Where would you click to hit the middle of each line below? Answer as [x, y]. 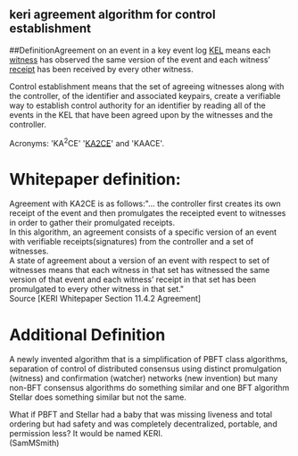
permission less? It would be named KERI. [86, 434]
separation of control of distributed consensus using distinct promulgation [146, 369]
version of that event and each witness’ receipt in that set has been [133, 279]
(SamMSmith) [34, 443]
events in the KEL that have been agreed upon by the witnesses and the [141, 114]
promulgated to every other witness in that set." [97, 289]
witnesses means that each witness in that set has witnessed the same [140, 270]
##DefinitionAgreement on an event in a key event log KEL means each [140, 50]
